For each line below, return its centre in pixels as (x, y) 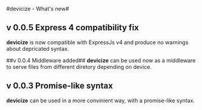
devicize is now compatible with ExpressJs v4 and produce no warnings (97, 42)
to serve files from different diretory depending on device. (79, 66)
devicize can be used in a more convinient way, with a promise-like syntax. (101, 100)
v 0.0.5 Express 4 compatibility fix (73, 27)
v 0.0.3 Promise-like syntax (60, 86)
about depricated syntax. (38, 48)
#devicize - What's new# (38, 9)
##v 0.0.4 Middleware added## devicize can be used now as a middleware (101, 60)
